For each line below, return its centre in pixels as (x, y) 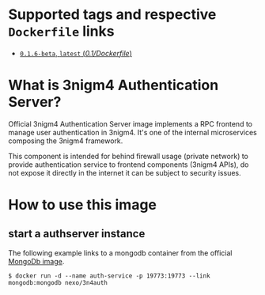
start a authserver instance (77, 234)
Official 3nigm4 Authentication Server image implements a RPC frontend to (131, 123)
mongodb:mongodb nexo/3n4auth (58, 282)
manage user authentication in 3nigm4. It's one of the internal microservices (132, 132)
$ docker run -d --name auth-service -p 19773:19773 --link (110, 276)
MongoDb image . (36, 261)
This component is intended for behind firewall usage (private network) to (129, 156)
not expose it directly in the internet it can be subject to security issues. (125, 172)
